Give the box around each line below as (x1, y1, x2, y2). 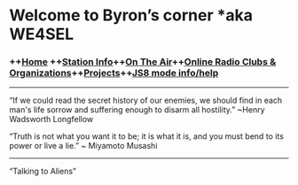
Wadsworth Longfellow (9, 114, 94, 125)
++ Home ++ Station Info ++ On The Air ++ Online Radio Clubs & (9, 56, 277, 68)
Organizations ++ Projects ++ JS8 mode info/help (9, 67, 219, 80)
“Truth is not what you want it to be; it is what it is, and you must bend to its (9, 131, 284, 142)
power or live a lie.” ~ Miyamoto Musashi (9, 141, 158, 151)
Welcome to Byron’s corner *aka (9, 5, 254, 26)
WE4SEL (9, 24, 74, 44)
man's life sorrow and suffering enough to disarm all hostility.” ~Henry (9, 104, 265, 115)
